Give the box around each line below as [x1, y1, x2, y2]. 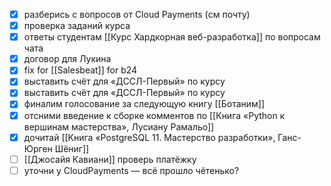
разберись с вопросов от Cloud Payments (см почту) [23, 9, 251, 20]
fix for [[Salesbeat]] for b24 [23, 64, 138, 76]
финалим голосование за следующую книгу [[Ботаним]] [23, 98, 266, 110]
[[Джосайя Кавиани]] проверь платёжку [23, 153, 197, 165]
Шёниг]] [54, 142, 90, 154]
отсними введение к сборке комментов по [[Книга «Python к [23, 109, 286, 121]
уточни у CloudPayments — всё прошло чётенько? [23, 164, 240, 176]
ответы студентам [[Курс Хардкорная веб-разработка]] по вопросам [23, 31, 321, 43]
